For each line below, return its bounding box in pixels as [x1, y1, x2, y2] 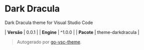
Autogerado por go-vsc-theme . [16, 38, 82, 45]
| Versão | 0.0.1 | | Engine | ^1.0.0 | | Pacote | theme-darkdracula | [4, 29, 140, 35]
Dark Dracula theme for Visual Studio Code [4, 19, 93, 25]
